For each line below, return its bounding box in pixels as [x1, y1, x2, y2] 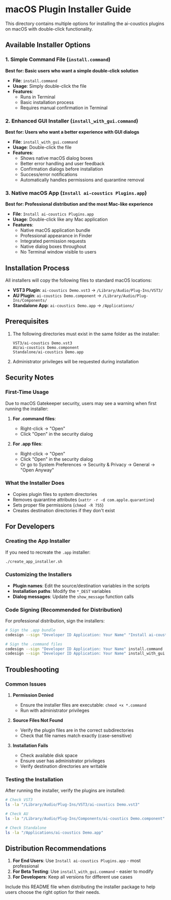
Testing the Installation [5, 776, 64, 783]
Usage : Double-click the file [12, 144, 72, 150]
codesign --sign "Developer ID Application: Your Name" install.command [5, 646, 163, 652]
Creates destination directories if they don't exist [12, 507, 116, 513]
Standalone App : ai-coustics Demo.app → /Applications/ [12, 303, 135, 309]
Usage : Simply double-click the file [12, 83, 87, 89]
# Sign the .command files [5, 641, 63, 646]
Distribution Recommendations [5, 844, 106, 853]
